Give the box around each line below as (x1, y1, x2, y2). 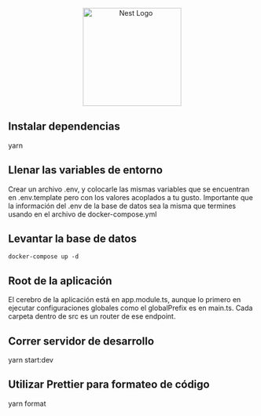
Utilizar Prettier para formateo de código (8, 378, 210, 392)
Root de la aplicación (8, 274, 112, 287)
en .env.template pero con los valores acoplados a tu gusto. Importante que (8, 192, 253, 202)
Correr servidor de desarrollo (8, 334, 155, 348)
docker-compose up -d (8, 253, 79, 261)
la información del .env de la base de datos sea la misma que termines (8, 201, 237, 210)
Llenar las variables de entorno (8, 163, 164, 177)
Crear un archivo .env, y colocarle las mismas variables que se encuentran (8, 184, 250, 194)
